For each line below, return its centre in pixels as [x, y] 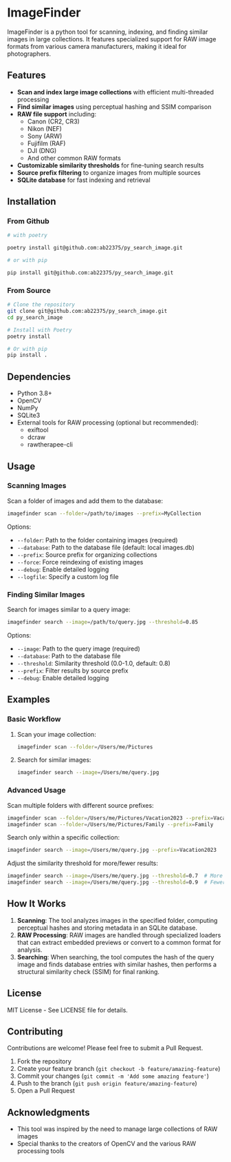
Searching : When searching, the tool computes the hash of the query [115, 957]
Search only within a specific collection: [64, 837]
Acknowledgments [49, 1112]
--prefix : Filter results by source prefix [73, 671]
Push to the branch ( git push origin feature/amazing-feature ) [107, 1083]
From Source [29, 290]
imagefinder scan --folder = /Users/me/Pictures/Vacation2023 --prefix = [110, 818]
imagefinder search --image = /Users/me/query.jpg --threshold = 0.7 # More [115, 876]
